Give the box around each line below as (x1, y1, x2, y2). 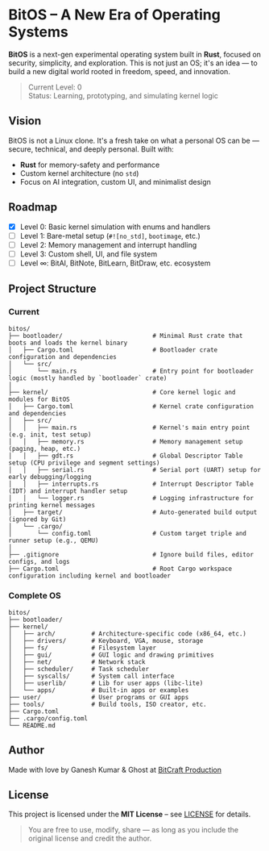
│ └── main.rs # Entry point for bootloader (8, 367, 254, 375)
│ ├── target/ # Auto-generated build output (8, 508, 258, 516)
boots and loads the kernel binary (8, 339, 128, 347)
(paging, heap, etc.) (8, 444, 81, 453)
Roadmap (8, 200, 58, 215)
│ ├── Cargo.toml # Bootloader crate (8, 345, 218, 354)
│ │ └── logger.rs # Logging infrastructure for (8, 494, 254, 502)
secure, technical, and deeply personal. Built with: (8, 144, 175, 154)
